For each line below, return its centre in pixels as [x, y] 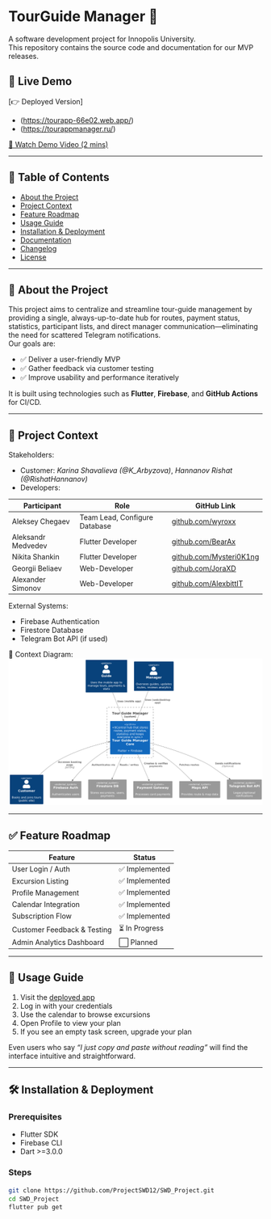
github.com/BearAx [204, 542]
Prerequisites [35, 1117]
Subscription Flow [42, 916]
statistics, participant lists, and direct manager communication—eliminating [133, 327]
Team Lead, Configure [117, 517]
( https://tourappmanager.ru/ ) [68, 129]
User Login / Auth [41, 869]
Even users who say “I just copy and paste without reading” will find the [128, 1047]
